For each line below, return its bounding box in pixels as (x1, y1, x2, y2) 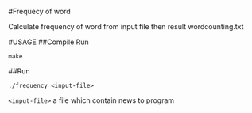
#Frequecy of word (8, 7, 72, 16)
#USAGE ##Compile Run (8, 37, 89, 47)
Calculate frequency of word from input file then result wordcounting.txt (8, 22, 244, 31)
